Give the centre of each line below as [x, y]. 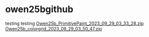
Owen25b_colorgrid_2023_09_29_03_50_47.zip [54, 28]
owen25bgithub [39, 9]
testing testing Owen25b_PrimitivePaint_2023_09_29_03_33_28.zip [74, 23]
